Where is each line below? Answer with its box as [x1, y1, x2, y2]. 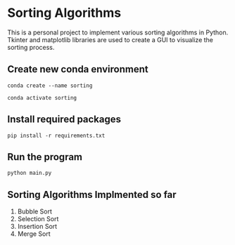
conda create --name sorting [7, 82, 93, 89]
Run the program [7, 151, 83, 163]
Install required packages [7, 114, 122, 126]
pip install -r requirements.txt [7, 132, 106, 139]
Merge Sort [17, 230, 51, 238]
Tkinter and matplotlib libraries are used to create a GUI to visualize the [7, 35, 213, 44]
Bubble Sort [17, 207, 53, 216]
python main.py [7, 170, 52, 177]
